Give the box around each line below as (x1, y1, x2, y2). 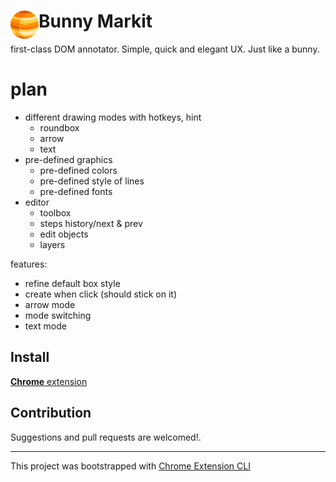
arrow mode (24, 298, 76, 310)
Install (10, 349, 50, 366)
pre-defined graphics (24, 153, 113, 165)
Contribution (10, 405, 92, 422)
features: (10, 258, 48, 270)
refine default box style (24, 277, 121, 289)
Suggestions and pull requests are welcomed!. (10, 431, 202, 443)
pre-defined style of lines (39, 175, 145, 187)
